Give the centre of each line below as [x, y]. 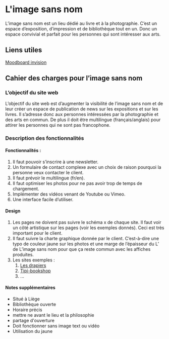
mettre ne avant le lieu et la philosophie [53, 315]
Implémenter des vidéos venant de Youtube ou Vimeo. [69, 194]
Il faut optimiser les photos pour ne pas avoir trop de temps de [77, 183]
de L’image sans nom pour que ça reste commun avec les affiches [81, 249]
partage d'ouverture [33, 320]
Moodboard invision [26, 62]
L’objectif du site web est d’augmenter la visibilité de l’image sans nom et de [84, 104]
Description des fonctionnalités [45, 138]
